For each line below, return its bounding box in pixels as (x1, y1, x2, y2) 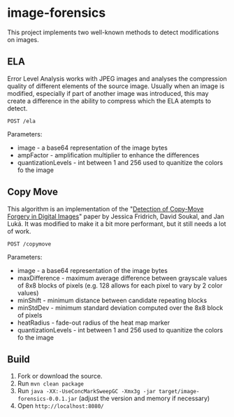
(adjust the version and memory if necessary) (78, 394, 210, 403)
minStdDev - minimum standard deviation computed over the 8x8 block (17, 303, 224, 312)
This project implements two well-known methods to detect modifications (7, 28, 219, 36)
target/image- (158, 388, 200, 395)
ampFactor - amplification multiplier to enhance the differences (17, 150, 200, 159)
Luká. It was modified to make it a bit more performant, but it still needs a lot (7, 219, 226, 228)
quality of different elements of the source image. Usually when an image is (7, 82, 225, 90)
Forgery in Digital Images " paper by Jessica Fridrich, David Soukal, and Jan (7, 212, 225, 220)
